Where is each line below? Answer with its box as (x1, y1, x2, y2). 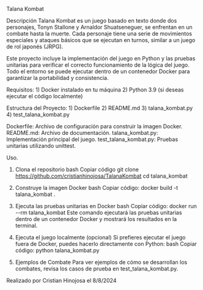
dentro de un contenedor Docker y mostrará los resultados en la (15, 216, 177, 222)
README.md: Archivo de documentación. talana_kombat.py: (6, 129, 158, 136)
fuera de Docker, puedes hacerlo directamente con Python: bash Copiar (15, 241, 197, 247)
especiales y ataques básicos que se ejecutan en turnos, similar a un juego (6, 37, 196, 43)
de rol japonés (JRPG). (6, 43, 64, 50)
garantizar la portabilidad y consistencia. (6, 74, 109, 81)
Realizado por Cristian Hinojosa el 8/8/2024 (6, 277, 117, 284)
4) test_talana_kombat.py (6, 111, 70, 118)
